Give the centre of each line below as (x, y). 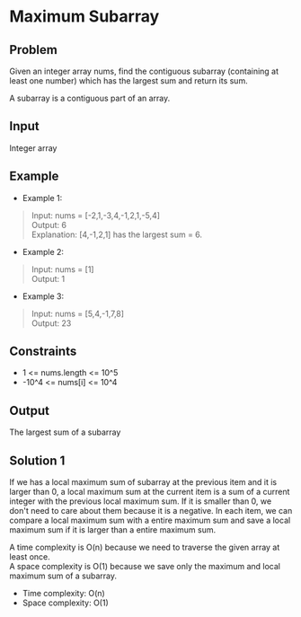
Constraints (43, 352)
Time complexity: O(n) (63, 594)
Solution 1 (37, 460)
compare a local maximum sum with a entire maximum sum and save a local (150, 520)
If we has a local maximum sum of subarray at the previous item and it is (143, 482)
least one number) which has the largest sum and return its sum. (129, 81)
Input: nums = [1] (62, 269)
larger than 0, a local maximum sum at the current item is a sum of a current (150, 492)
